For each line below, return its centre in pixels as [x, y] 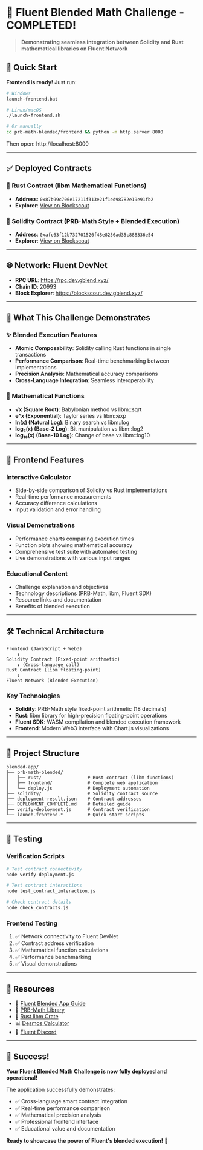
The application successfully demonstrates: [61, 1089]
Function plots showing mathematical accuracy [74, 545]
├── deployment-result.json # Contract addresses [74, 799]
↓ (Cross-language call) [48, 664]
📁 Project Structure [43, 753]
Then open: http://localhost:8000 [48, 144]
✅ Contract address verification [54, 943]
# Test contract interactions [44, 886]
